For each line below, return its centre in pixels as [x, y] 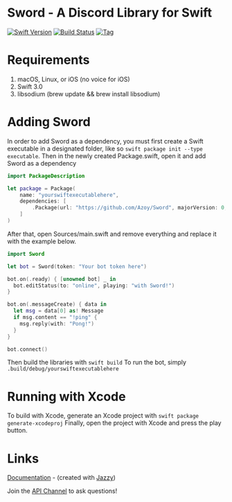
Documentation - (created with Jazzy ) [62, 478]
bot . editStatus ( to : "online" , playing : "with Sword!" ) [94, 286]
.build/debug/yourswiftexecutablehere [63, 369]
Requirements [48, 60]
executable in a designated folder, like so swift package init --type [105, 148]
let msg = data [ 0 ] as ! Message [59, 311]
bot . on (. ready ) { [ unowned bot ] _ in [62, 279]
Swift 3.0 [30, 86]
